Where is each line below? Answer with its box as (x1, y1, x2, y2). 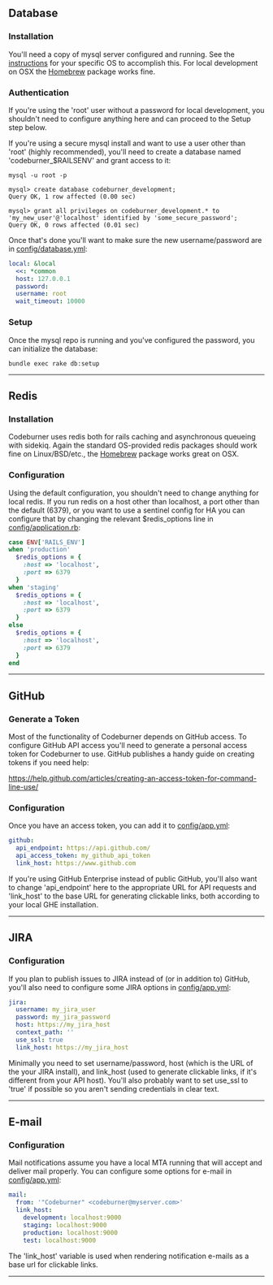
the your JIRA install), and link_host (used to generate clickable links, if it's (8, 1067, 258, 1076)
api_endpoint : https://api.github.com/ (15, 844, 151, 852)
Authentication (8, 87, 69, 98)
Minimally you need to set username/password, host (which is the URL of (8, 1058, 253, 1067)
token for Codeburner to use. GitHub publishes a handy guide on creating (8, 749, 255, 759)
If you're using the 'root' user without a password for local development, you (8, 105, 265, 115)
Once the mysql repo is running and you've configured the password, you (8, 335, 255, 344)
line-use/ (8, 782, 39, 792)
